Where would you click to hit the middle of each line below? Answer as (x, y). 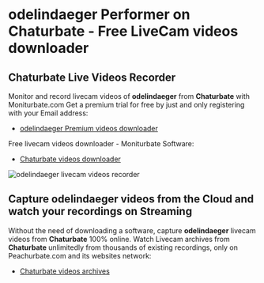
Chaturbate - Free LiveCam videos (123, 31)
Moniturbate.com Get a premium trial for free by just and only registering (126, 105)
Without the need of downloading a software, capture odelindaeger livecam (132, 230)
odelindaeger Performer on (99, 15)
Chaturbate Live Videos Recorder (92, 77)
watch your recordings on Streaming (100, 211)
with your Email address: (48, 113)
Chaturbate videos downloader (70, 159)
